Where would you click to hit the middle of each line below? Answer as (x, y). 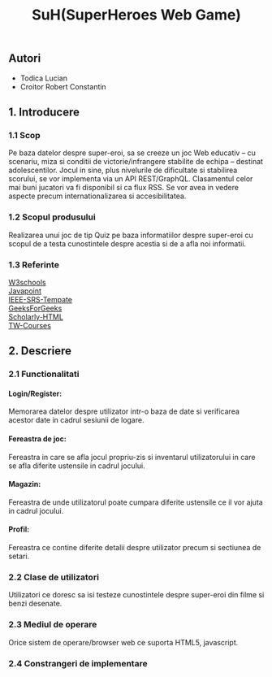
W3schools (27, 282)
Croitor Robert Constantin (63, 86)
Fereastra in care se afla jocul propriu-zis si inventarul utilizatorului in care (132, 457)
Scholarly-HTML (36, 317)
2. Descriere (40, 351)
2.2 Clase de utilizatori (54, 577)
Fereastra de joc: (37, 439)
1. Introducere (44, 112)
